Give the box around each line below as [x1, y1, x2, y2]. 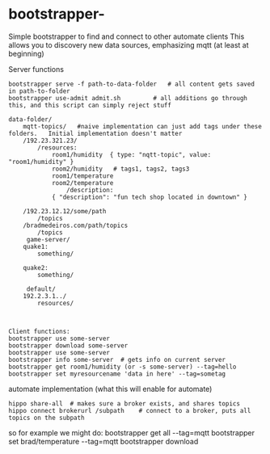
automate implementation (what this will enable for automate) [8, 384, 213, 393]
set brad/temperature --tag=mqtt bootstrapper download [8, 436, 199, 446]
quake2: [23, 263, 49, 271]
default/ [26, 284, 57, 293]
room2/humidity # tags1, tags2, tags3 [51, 165, 190, 173]
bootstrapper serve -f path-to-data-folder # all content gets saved [8, 80, 255, 88]
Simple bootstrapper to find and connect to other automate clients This [8, 32, 245, 41]
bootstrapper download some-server [8, 341, 129, 350]
